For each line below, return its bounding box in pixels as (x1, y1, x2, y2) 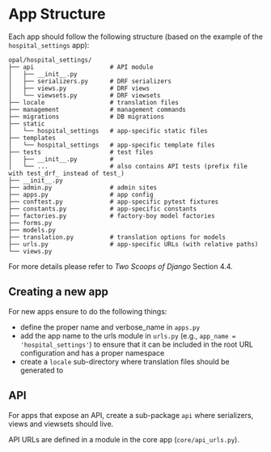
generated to (19, 365, 64, 375)
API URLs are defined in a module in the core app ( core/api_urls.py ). (8, 434, 240, 444)
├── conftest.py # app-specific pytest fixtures (8, 198, 219, 206)
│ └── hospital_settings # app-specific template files (8, 141, 216, 149)
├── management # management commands (8, 105, 186, 113)
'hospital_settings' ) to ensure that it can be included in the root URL (19, 339, 253, 349)
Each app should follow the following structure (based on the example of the (8, 32, 263, 41)
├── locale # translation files (8, 98, 180, 106)
